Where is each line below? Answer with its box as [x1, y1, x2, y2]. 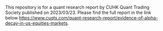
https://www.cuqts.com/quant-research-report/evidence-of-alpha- [19, 15, 158, 20]
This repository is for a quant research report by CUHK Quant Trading [5, 4, 150, 10]
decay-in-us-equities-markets [5, 20, 68, 26]
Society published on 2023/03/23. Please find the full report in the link [5, 9, 151, 15]
